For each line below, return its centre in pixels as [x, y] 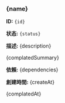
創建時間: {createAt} [30, 82]
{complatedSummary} [33, 58]
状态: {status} [23, 33]
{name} [17, 9]
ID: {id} [16, 22]
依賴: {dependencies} [32, 70]
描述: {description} [29, 46]
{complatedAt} [24, 94]
